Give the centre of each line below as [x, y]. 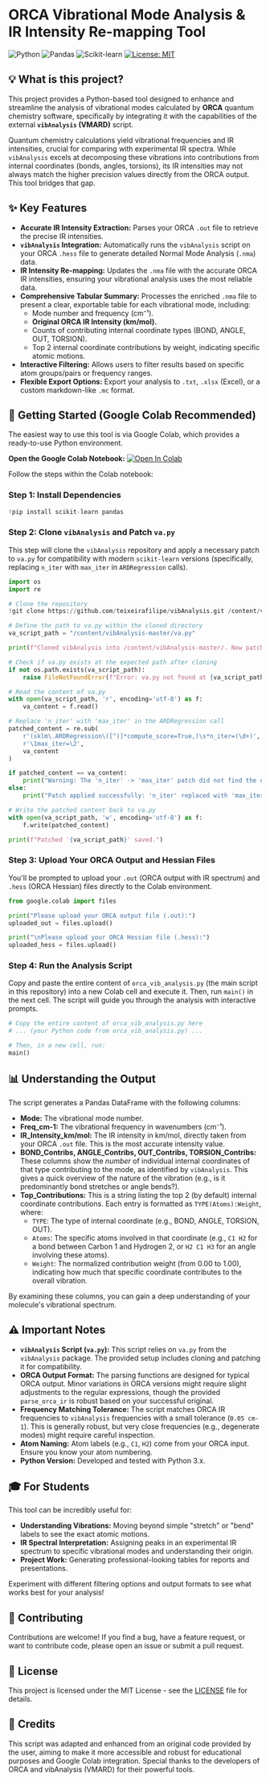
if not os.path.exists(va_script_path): [77, 669]
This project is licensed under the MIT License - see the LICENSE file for [128, 1690]
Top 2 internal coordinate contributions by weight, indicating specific [146, 347]
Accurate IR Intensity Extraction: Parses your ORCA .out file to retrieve [139, 228]
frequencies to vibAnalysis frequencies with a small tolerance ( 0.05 [132, 1418]
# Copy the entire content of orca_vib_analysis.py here [106, 1023]
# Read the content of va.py [57, 692]
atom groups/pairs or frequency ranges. [86, 372]
